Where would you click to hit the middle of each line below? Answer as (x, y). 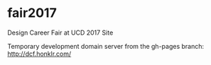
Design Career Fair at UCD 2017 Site (60, 32)
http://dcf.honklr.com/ (39, 54)
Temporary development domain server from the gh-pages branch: (106, 46)
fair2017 (32, 13)
